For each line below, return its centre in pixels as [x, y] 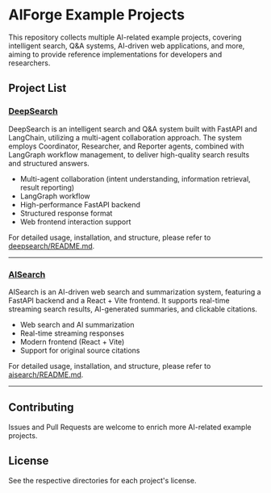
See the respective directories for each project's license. [102, 480]
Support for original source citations [80, 350]
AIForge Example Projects [97, 15]
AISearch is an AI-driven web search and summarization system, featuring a [135, 291]
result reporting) [47, 187]
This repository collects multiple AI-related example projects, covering [125, 37]
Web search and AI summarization [77, 324]
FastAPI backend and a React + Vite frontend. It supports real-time [119, 300]
